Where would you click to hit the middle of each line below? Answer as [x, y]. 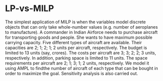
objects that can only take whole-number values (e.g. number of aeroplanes [81, 27]
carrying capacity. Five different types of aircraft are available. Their [74, 42]
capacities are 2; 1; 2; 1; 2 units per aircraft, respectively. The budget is [76, 48]
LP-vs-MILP [30, 8]
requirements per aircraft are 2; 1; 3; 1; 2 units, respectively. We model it [77, 63]
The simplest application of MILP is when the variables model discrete [75, 22]
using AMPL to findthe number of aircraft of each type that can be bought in [81, 68]
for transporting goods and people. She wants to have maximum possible [79, 37]
